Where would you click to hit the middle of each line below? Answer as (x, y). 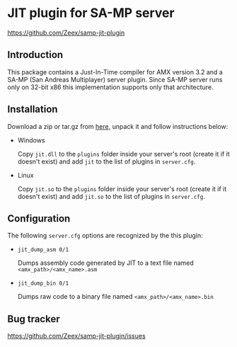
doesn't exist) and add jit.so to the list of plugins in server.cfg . (111, 196)
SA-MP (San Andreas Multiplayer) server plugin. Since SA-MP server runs (115, 79)
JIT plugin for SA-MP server (91, 13)
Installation (33, 109)
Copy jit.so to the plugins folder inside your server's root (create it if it (122, 188)
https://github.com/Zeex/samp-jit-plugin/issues (77, 336)
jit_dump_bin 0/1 (43, 284)
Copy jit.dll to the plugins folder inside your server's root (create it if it (123, 154)
